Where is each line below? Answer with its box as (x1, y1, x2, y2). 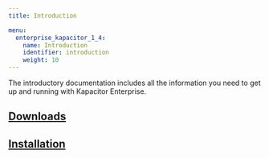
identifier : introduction (22, 49, 110, 57)
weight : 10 (22, 56, 59, 64)
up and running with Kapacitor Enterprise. (8, 87, 147, 96)
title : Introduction (8, 11, 78, 20)
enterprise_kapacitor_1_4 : (15, 34, 106, 42)
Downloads (8, 110, 67, 124)
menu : (8, 26, 26, 34)
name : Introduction (22, 41, 88, 49)
